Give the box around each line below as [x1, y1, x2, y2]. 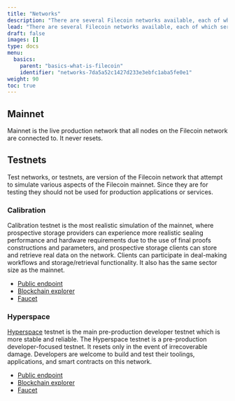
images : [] [7, 36, 39, 43]
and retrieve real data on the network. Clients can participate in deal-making [7, 251, 227, 259]
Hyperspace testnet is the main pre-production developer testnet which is [7, 327, 220, 337]
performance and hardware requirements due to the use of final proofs [7, 236, 211, 245]
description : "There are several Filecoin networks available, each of [7, 17, 220, 24]
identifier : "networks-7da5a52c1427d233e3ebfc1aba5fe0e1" [20, 69, 192, 76]
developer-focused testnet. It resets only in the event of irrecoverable [7, 343, 208, 351]
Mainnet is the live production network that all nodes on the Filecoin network [7, 127, 228, 135]
